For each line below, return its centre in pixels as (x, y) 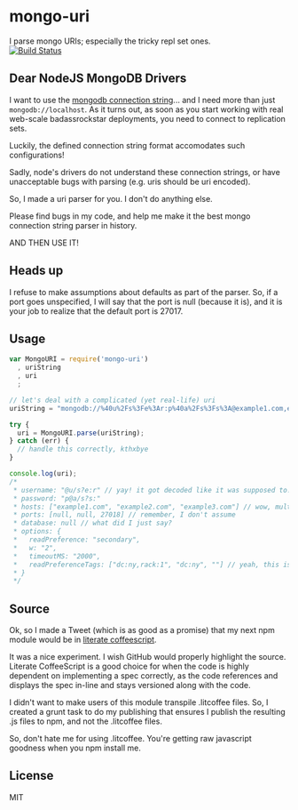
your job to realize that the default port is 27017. (96, 311)
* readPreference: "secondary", (77, 540)
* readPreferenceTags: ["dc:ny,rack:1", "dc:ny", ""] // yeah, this (146, 565)
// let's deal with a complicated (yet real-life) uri (113, 400)
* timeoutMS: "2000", (57, 556)
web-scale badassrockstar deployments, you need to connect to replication (148, 118)
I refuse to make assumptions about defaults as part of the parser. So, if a (144, 292)
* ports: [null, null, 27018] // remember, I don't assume (125, 515)
